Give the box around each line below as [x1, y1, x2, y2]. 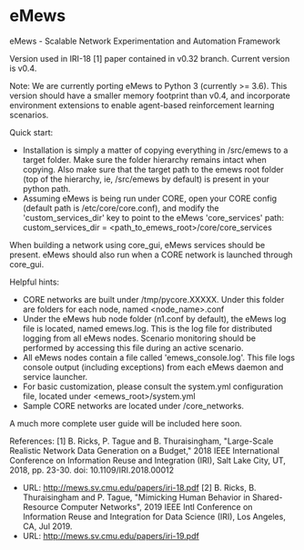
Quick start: [9, 126, 53, 137]
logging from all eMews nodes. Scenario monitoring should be [22, 333, 257, 344]
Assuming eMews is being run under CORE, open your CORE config [22, 193, 278, 204]
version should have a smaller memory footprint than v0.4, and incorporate [9, 90, 291, 101]
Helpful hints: [9, 276, 60, 287]
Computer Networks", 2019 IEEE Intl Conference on [60, 501, 253, 512]
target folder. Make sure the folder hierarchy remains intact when [22, 154, 267, 165]
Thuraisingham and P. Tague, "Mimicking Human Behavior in [22, 492, 250, 503]
